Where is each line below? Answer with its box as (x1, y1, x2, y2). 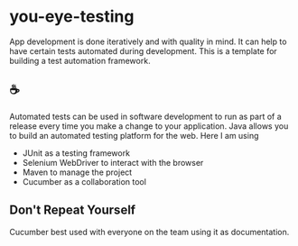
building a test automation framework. (9, 55, 151, 66)
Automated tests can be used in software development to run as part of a (9, 111, 282, 122)
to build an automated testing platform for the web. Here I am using (9, 130, 259, 141)
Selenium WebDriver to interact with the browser (22, 157, 204, 168)
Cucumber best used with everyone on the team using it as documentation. (9, 226, 290, 237)
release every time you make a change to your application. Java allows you (9, 120, 289, 132)
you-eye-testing (9, 6, 135, 27)
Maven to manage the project (22, 167, 133, 178)
